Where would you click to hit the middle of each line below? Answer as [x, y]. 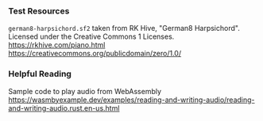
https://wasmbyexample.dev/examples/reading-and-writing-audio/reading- [132, 100]
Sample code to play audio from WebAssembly [85, 91]
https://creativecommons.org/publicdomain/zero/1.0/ [95, 54]
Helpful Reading [40, 74]
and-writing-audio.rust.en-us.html [64, 108]
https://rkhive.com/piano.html [57, 45]
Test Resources [39, 11]
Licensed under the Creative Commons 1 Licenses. [91, 36]
